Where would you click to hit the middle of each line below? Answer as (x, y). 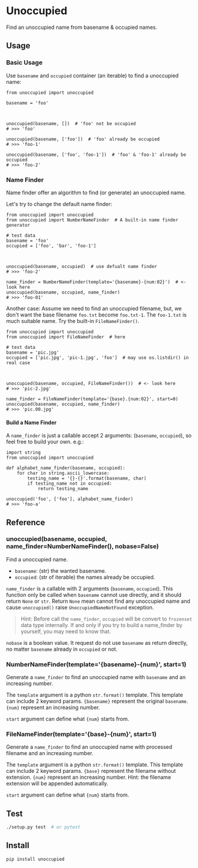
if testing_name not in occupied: (70, 484)
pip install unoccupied (35, 859)
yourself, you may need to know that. (66, 631)
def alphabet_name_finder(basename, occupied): (66, 468)
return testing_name (63, 489)
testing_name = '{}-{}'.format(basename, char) (87, 479)
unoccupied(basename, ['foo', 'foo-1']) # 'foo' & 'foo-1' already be (96, 155)
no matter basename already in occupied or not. (62, 649)
